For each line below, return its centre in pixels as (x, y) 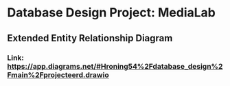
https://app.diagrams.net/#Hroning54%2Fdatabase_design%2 (115, 66)
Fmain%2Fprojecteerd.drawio (58, 75)
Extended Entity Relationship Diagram (90, 38)
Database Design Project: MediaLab (112, 13)
